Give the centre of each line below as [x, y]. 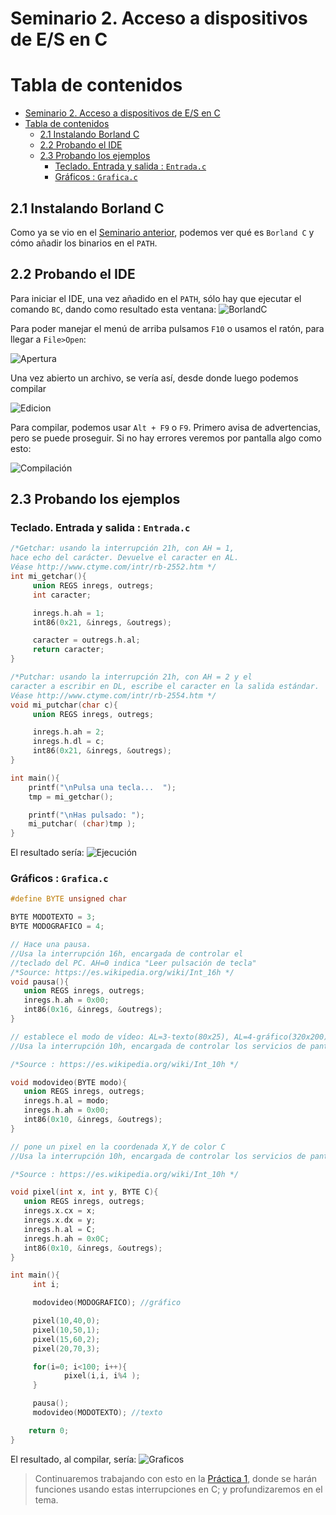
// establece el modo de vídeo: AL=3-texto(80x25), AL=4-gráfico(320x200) [169, 1037]
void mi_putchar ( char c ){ [64, 705]
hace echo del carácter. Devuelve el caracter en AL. [125, 558]
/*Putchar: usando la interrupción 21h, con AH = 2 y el [131, 677]
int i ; [46, 1285]
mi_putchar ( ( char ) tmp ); [82, 824]
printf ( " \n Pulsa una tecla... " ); [102, 787]
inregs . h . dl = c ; [68, 742]
